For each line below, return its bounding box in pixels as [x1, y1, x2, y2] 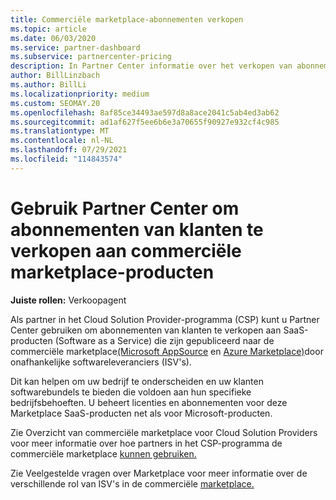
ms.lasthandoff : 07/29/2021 [10, 145, 128, 155]
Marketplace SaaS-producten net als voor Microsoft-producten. [10, 407, 273, 419]
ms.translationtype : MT [10, 126, 110, 136]
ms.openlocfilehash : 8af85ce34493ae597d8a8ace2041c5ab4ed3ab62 [10, 107, 280, 118]
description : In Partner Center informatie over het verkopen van [10, 61, 293, 71]
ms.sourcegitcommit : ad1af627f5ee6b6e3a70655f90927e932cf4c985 [10, 117, 280, 127]
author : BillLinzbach [10, 71, 101, 81]
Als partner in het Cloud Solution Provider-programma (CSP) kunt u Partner [10, 313, 320, 325]
